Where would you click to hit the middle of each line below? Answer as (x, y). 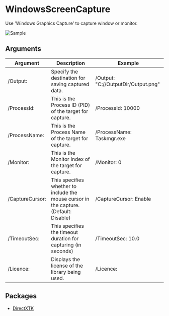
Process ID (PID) (71, 105)
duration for (65, 238)
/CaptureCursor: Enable (123, 199)
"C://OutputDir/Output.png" (128, 84)
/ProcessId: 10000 (117, 108)
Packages (21, 296)
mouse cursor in (70, 199)
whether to (64, 186)
